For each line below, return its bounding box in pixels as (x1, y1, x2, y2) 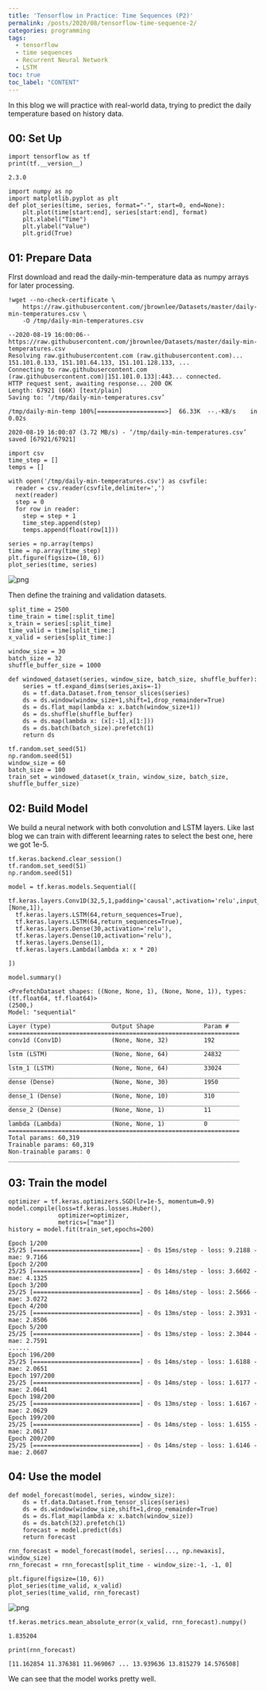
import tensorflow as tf (8, 153, 91, 161)
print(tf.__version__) (8, 160, 83, 168)
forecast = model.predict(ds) (22, 1526, 123, 1534)
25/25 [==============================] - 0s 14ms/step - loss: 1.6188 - (8, 1357, 258, 1366)
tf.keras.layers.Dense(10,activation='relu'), (15, 931, 172, 940)
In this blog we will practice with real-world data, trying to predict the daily (8, 100, 252, 110)
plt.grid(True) (22, 229, 73, 237)
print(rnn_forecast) (8, 1646, 77, 1654)
